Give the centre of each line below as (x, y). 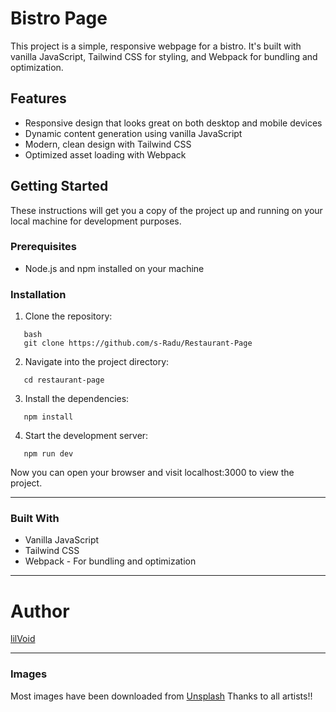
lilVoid (23, 639)
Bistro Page (59, 18)
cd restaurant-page (64, 380)
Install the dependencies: (77, 399)
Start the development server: (86, 436)
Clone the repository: (68, 316)
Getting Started (59, 186)
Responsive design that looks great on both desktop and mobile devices (173, 123)
